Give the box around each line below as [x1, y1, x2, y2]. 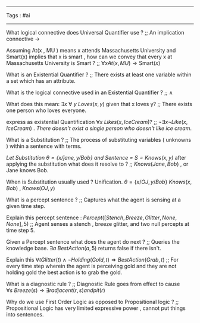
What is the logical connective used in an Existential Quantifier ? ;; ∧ [6, 89, 173, 96]
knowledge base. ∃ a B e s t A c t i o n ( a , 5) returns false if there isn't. [6, 245, 162, 251]
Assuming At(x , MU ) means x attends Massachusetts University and [6, 47, 176, 54]
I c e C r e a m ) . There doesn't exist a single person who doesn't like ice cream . [6, 125, 192, 132]
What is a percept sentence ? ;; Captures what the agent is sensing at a [6, 196, 182, 203]
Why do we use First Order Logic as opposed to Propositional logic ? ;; [6, 299, 179, 305]
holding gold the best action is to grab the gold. [6, 269, 123, 276]
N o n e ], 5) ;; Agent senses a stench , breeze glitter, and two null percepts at [6, 220, 189, 227]
